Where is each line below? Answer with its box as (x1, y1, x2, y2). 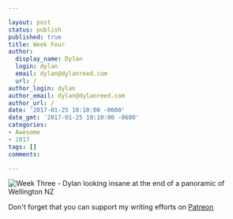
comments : (8, 150, 41, 158)
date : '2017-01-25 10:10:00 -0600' (8, 106, 126, 114)
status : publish (8, 25, 62, 34)
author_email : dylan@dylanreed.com (8, 91, 126, 99)
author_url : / (8, 99, 55, 107)
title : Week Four (8, 40, 66, 48)
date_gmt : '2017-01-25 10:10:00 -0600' (8, 113, 140, 122)
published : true (8, 33, 62, 41)
